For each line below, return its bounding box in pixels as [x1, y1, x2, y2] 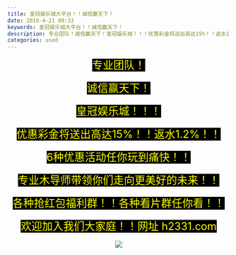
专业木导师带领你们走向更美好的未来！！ [18, 174, 220, 188]
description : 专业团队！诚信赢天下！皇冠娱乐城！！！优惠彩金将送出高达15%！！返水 [7, 30, 227, 38]
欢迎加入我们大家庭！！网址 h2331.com [20, 220, 217, 234]
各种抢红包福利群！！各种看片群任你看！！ [13, 196, 225, 210]
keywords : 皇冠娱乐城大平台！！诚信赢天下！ [7, 23, 124, 30]
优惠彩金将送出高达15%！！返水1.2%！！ [16, 127, 221, 142]
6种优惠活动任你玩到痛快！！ [46, 150, 191, 164]
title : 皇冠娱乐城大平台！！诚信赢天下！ [7, 10, 114, 18]
